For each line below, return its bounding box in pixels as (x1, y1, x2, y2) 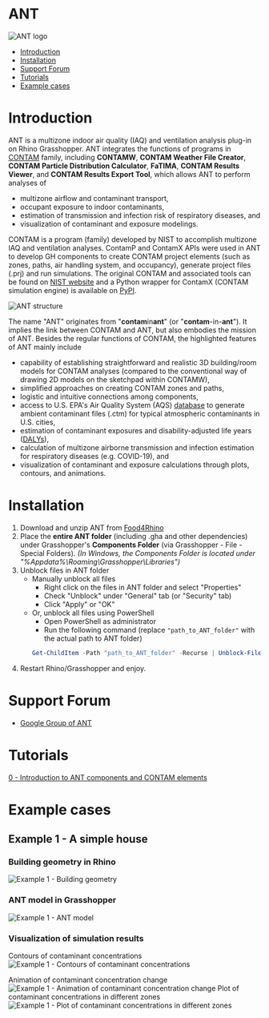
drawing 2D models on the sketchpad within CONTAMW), (19, 374, 210, 384)
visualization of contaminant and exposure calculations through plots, (19, 460, 250, 469)
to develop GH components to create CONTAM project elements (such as (8, 251, 251, 261)
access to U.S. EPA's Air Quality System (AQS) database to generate (19, 400, 246, 409)
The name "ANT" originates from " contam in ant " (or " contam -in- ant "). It (8, 316, 247, 326)
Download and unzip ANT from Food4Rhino (19, 522, 164, 533)
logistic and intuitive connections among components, (19, 392, 199, 401)
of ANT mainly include (8, 342, 82, 352)
